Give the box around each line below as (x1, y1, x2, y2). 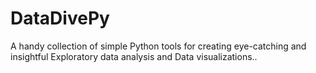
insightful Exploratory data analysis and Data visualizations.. (10, 50, 258, 62)
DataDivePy (10, 7, 110, 30)
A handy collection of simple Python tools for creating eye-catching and (10, 40, 307, 52)
